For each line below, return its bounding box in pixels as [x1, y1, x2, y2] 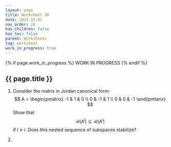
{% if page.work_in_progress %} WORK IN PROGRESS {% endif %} [5, 59, 148, 66]
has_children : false [5, 27, 50, 32]
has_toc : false [5, 31, 38, 36]
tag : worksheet [5, 41, 38, 46]
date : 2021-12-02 [5, 17, 43, 22]
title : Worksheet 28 [5, 12, 50, 17]
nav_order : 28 [5, 22, 36, 27]
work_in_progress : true [5, 46, 56, 51]
